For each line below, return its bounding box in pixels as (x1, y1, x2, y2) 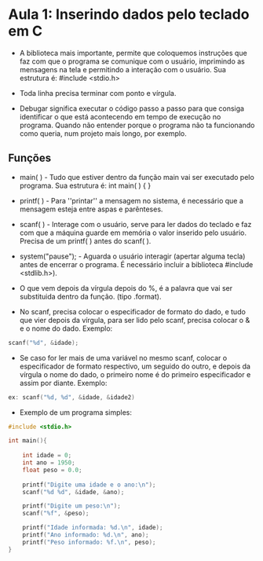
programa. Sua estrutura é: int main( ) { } (19, 181, 152, 190)
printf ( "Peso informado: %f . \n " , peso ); (22, 538, 156, 546)
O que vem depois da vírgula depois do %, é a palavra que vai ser (19, 283, 233, 292)
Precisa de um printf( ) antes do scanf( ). (19, 236, 152, 245)
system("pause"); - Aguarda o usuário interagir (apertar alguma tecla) (19, 251, 246, 261)
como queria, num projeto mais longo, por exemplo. (19, 128, 187, 138)
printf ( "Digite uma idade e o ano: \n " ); (22, 481, 156, 489)
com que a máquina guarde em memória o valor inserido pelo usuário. (19, 228, 247, 237)
